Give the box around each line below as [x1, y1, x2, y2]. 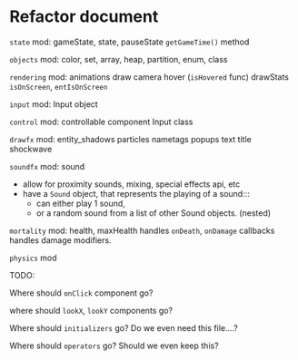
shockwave [9, 143, 53, 154]
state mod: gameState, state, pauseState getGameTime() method [9, 36, 250, 47]
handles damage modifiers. [9, 234, 112, 246]
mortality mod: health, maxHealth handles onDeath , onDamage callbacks [9, 225, 275, 236]
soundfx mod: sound [9, 161, 85, 171]
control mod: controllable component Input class [9, 116, 194, 127]
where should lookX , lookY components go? [9, 305, 174, 316]
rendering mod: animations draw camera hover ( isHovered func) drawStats [9, 71, 289, 83]
